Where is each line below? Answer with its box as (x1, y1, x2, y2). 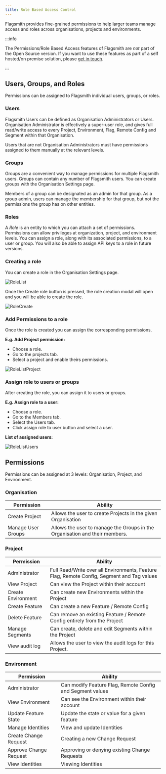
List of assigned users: (5, 434, 53, 440)
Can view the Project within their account (50, 581, 146, 588)
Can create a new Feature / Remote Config (50, 603, 149, 610)
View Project (7, 581, 37, 588)
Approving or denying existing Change (61, 746, 150, 753)
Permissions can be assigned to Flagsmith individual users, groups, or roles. (5, 92, 161, 99)
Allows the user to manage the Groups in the (51, 524, 154, 531)
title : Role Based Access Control (5, 7, 77, 12)
